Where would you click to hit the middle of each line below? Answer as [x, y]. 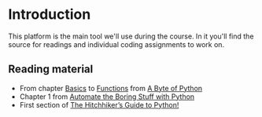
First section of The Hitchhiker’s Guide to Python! [99, 104]
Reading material [51, 69]
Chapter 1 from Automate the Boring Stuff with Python [107, 97]
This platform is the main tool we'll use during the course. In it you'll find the [131, 36]
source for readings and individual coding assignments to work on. [116, 44]
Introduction [50, 15]
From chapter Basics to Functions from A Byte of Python [111, 88]
